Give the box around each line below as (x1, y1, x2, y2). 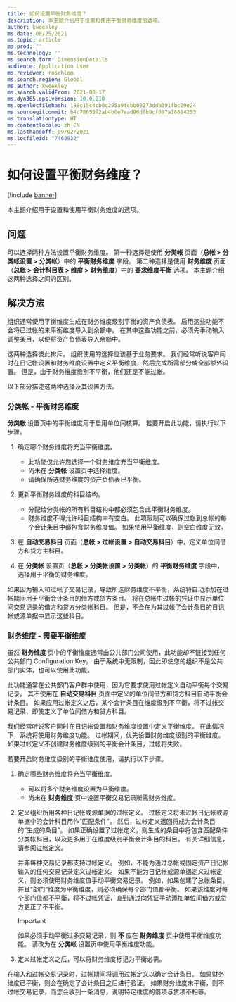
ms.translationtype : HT (7, 115, 77, 122)
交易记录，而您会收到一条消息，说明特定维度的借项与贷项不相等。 (19, 987, 211, 996)
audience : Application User (7, 63, 90, 70)
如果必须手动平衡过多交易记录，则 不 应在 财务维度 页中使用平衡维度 (17, 931, 216, 940)
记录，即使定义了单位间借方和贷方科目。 (13, 707, 131, 715)
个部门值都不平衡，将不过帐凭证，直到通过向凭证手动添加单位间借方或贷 (17, 894, 227, 902)
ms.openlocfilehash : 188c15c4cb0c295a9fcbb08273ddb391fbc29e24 (7, 102, 197, 109)
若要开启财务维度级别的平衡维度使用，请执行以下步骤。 (7, 755, 167, 763)
